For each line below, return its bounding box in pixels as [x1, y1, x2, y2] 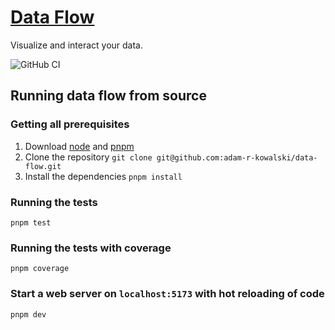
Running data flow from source [10, 87, 207, 105]
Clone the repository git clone [24, 151, 153, 163]
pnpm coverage [10, 264, 70, 274]
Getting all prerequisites [10, 117, 130, 131]
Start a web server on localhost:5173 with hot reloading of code [10, 287, 325, 301]
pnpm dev [10, 309, 47, 320]
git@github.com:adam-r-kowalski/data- [156, 152, 318, 163]
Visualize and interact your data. [10, 39, 143, 51]
